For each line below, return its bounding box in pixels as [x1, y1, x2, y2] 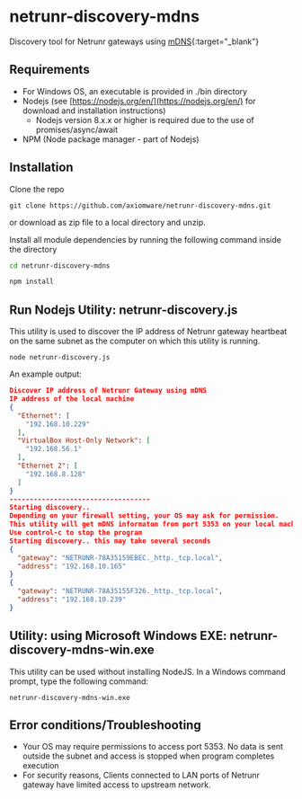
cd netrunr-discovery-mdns [9, 261, 111, 271]
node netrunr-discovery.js [9, 353, 111, 362]
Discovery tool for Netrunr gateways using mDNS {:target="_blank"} [9, 36, 259, 47]
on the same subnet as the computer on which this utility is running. [9, 335, 261, 347]
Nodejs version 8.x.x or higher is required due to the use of [35, 114, 254, 125]
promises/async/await [35, 124, 119, 135]
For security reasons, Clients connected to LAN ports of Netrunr [22, 770, 261, 781]
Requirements [9, 62, 90, 77]
